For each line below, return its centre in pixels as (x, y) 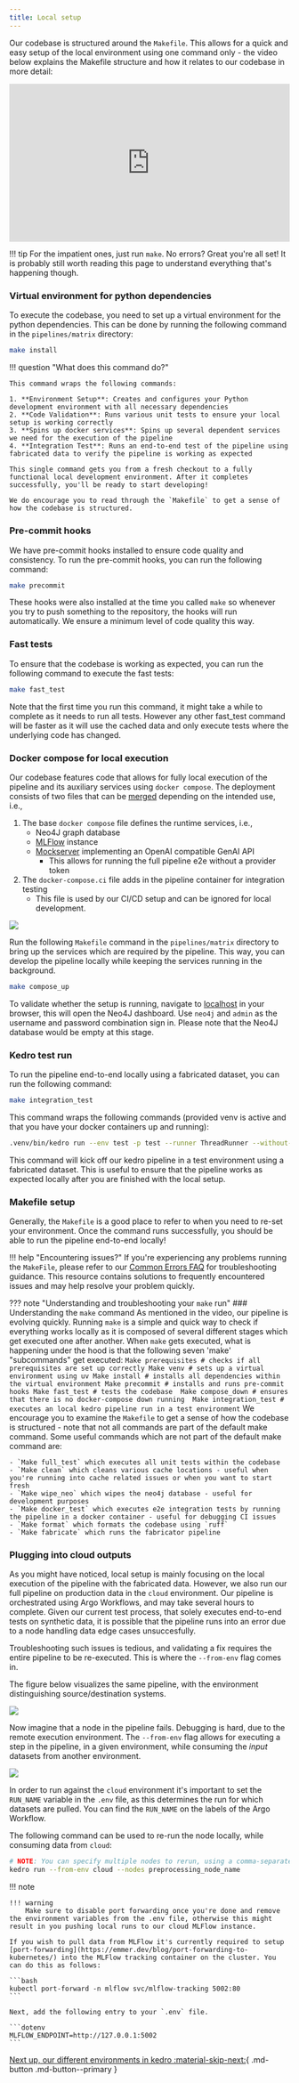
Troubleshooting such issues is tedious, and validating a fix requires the (141, 1649)
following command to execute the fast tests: (92, 673)
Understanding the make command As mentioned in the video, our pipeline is (149, 1313)
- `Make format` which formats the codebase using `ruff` (119, 1525)
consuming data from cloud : (61, 1845)
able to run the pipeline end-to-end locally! (88, 1240)
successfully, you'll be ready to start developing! (109, 485)
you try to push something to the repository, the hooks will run (123, 612)
